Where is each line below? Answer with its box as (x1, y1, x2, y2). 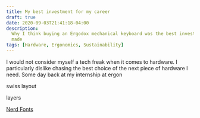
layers (6, 94, 21, 101)
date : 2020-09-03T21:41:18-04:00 (6, 20, 89, 26)
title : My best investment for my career (6, 8, 111, 15)
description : (6, 25, 39, 32)
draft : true (6, 14, 36, 20)
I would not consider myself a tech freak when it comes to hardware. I (6, 58, 177, 66)
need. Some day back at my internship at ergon (6, 71, 123, 78)
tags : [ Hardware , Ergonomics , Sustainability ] (6, 42, 124, 48)
